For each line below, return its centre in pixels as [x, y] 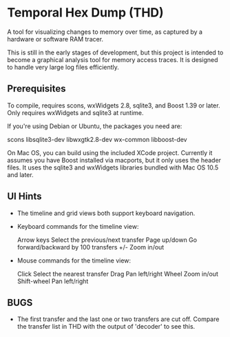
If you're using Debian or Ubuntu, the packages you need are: [95, 126]
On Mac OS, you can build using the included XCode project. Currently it [110, 152]
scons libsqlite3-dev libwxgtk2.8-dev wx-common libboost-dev [97, 139]
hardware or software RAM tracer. [55, 39]
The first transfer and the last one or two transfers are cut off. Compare [118, 319]
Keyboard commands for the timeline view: [78, 226]
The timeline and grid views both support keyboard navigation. [106, 213]
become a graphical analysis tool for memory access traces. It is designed [113, 59]
